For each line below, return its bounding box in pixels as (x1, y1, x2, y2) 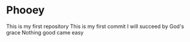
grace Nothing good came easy (6, 29, 84, 36)
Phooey (6, 3, 45, 17)
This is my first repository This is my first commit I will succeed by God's (6, 23, 185, 30)
